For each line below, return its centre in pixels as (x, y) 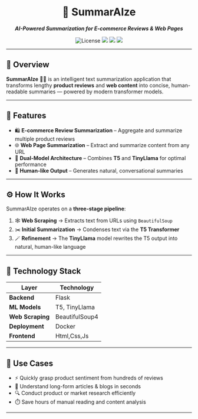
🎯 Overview (28, 65)
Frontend (22, 336)
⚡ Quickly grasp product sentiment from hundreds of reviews (89, 378)
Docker (65, 326)
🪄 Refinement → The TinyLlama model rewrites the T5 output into (96, 238)
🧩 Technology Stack (44, 271)
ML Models (25, 307)
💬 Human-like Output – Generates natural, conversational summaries (99, 170)
